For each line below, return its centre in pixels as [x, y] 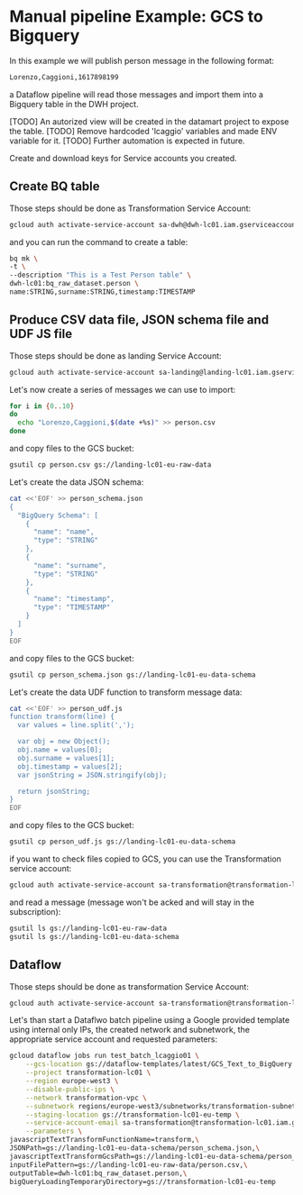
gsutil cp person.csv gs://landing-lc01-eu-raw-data [110, 465]
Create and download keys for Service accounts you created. [123, 158]
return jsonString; [54, 791]
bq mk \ [24, 259]
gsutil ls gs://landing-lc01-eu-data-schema [94, 936]
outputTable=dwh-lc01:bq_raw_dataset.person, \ [98, 1173]
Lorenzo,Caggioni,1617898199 [64, 77]
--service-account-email [72, 1123]
